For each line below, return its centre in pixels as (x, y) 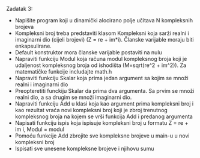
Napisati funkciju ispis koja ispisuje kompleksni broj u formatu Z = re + (102, 123)
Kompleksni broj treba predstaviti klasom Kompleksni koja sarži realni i (102, 33)
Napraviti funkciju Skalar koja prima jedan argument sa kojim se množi (102, 78)
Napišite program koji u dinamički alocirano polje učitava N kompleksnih (104, 20)
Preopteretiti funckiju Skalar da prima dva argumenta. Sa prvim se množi (105, 91)
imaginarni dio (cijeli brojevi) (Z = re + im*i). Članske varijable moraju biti (104, 39)
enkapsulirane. (33, 46)
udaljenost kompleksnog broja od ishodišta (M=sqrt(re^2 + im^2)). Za (101, 65)
